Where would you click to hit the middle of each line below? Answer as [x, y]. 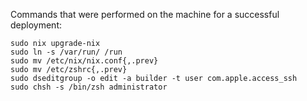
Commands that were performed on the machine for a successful [145, 14]
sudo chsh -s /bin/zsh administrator [89, 87]
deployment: [36, 25]
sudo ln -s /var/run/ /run [66, 52]
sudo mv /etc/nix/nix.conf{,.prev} [84, 61]
